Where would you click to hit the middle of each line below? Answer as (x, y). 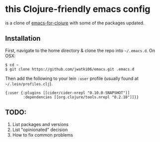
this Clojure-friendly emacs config (78, 9)
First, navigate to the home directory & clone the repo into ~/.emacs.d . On (80, 50)
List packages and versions (40, 124)
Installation (23, 38)
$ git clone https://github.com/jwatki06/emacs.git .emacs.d (70, 69)
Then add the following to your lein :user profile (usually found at (72, 78)
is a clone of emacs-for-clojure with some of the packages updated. (75, 23)
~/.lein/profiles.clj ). (29, 83)
